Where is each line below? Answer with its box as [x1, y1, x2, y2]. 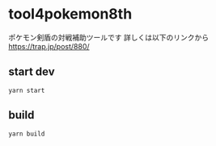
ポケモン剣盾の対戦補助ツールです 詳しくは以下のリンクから [8, 32, 209, 42]
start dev [8, 65, 55, 79]
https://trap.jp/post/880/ [8, 41, 91, 51]
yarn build [8, 130, 45, 138]
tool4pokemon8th [8, 5, 133, 23]
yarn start [8, 86, 45, 94]
